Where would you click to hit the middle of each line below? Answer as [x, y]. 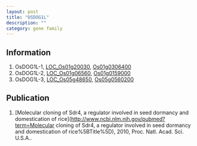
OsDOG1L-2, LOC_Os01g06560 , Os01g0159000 [73, 73]
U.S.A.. [23, 138]
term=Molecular [35, 125]
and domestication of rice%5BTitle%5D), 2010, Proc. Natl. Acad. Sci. [99, 131]
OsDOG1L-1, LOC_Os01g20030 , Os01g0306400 [73, 67]
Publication [28, 98]
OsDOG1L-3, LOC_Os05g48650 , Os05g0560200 [74, 80]
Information [29, 52]
